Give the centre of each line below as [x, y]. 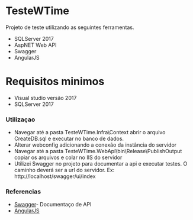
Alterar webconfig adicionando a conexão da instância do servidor [95, 145]
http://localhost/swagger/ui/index [55, 176]
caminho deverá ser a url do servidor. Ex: [64, 170]
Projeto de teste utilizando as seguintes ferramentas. [70, 27]
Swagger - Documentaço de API [53, 205]
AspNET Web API [35, 45]
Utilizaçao [20, 119]
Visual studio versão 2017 [45, 98]
